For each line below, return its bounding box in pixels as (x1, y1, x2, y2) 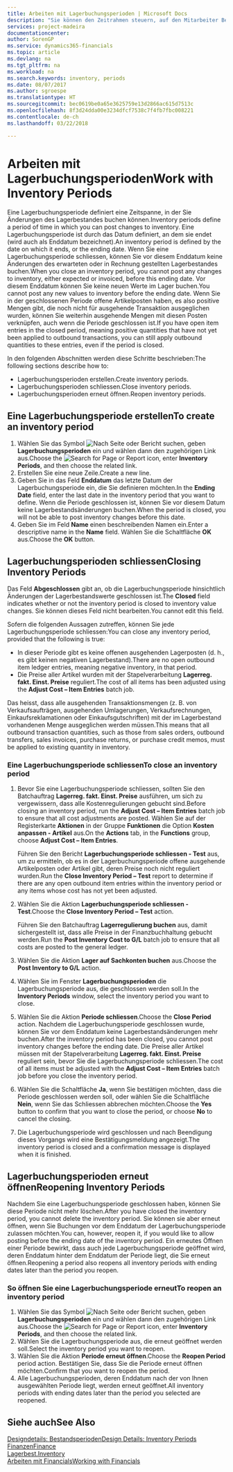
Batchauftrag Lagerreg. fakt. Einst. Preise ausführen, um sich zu (17, 792, 203, 800)
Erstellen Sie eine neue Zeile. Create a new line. (17, 469, 151, 477)
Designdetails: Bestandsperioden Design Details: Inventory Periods (7, 1435, 197, 1444)
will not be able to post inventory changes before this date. (17, 513, 186, 521)
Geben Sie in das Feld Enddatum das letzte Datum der (17, 476, 173, 484)
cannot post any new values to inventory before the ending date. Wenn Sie (7, 289, 221, 298)
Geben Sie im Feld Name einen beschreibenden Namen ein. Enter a (17, 521, 209, 529)
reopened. (17, 1396, 47, 1405)
